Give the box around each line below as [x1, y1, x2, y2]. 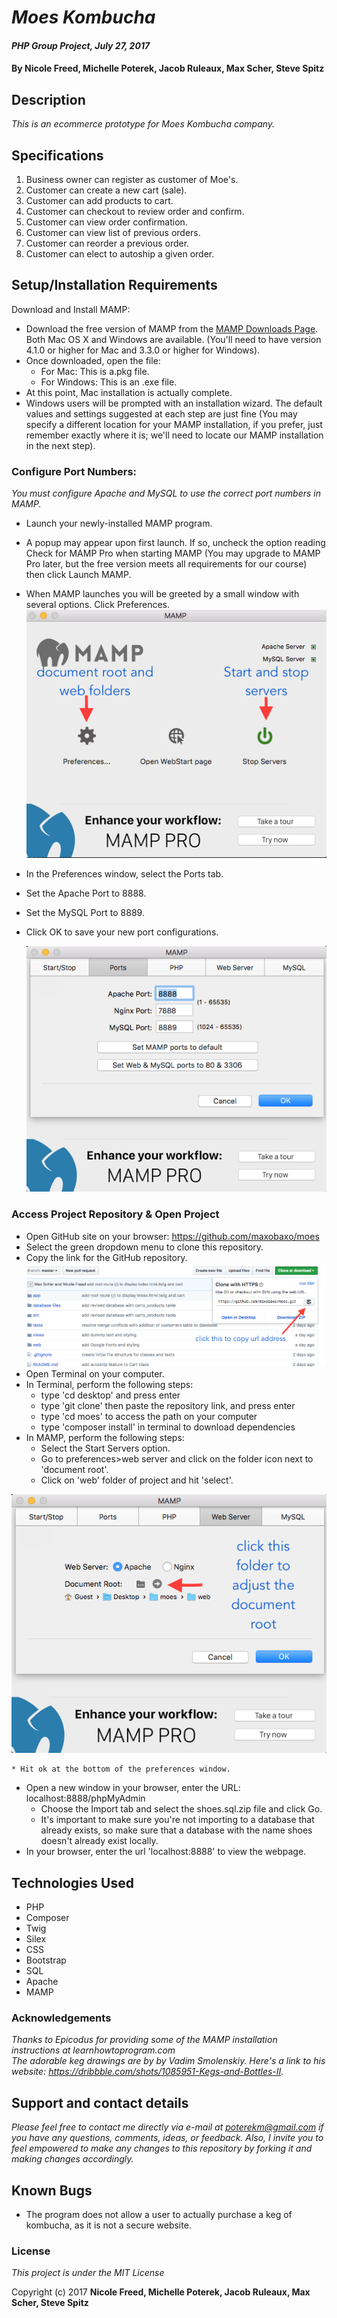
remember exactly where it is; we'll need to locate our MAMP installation [25, 429, 324, 441]
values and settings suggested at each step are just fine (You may [25, 407, 298, 420]
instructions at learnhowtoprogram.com [11, 2044, 176, 2056]
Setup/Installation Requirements [11, 277, 218, 294]
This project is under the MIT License [11, 2267, 165, 2279]
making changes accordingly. [11, 2153, 134, 2165]
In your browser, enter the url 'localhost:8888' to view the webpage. [25, 1846, 307, 1858]
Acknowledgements [11, 2011, 112, 2025]
